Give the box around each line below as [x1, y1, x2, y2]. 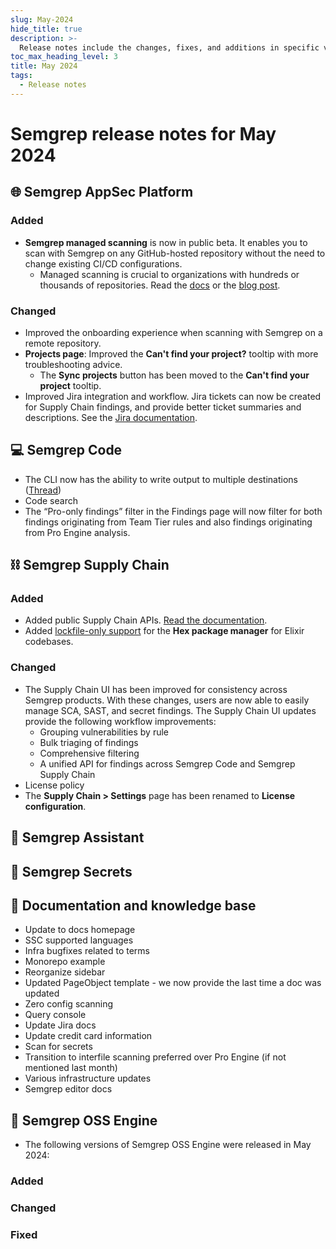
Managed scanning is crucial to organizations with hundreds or [39, 268, 300, 280]
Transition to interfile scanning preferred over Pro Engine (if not [24, 1051, 287, 1063]
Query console [24, 1009, 87, 1021]
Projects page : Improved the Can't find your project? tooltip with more [24, 347, 319, 360]
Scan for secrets [24, 1041, 93, 1053]
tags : [10, 71, 33, 81]
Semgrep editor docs [24, 1083, 113, 1095]
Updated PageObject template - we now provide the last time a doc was [24, 977, 322, 989]
